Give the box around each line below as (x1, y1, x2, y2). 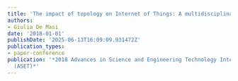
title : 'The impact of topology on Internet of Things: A (7, 10, 182, 18)
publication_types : (7, 43, 65, 50)
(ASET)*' (13, 63, 40, 70)
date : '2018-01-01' (7, 30, 65, 37)
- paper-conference (7, 50, 65, 57)
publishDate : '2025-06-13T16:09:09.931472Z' (7, 37, 141, 44)
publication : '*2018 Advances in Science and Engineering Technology (7, 56, 217, 63)
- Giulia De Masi (7, 23, 59, 30)
